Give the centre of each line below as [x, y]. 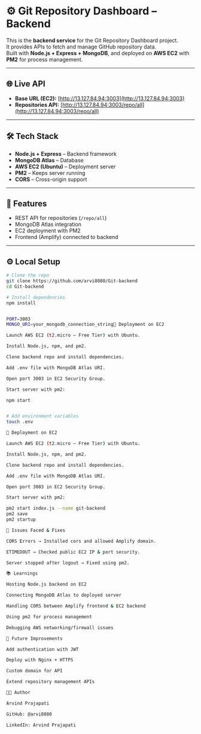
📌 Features [27, 203]
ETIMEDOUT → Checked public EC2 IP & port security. [73, 552]
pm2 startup [21, 519]
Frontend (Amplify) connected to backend [66, 237]
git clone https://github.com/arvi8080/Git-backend [72, 281]
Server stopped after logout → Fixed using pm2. [68, 563]
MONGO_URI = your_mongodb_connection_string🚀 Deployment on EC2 [85, 325]
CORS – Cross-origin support [51, 179]
